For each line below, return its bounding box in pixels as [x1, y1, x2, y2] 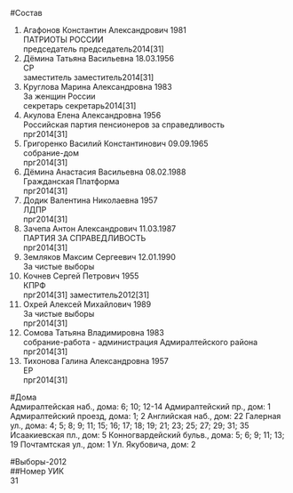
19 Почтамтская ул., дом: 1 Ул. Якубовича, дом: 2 [10, 440, 196, 449]
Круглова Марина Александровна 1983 [22, 82, 172, 92]
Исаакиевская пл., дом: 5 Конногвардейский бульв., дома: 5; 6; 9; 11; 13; [10, 430, 285, 440]
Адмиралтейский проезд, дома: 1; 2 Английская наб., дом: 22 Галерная [10, 411, 281, 421]
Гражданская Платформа [22, 176, 120, 186]
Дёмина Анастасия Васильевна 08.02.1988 [22, 166, 186, 177]
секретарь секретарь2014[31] [22, 101, 137, 110]
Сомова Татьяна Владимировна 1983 [22, 327, 165, 337]
